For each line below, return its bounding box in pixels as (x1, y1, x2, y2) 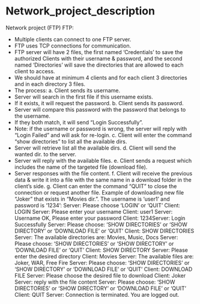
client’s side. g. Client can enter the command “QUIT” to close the (14, 182, 177, 190)
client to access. (14, 67, 55, 74)
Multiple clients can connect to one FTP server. (14, 35, 132, 43)
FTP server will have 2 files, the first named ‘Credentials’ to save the (14, 48, 183, 55)
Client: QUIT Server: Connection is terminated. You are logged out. (14, 291, 180, 298)
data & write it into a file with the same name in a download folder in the (14, 176, 192, 183)
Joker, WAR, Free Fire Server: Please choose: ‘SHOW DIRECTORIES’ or (14, 259, 190, 266)
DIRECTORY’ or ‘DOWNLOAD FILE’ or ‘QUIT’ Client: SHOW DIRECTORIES (14, 227, 195, 234)
